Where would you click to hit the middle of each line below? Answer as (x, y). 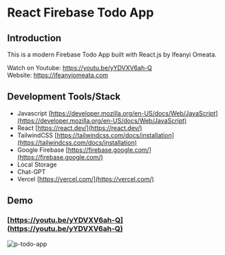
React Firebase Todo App (81, 13)
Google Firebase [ (43, 150)
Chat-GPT (31, 171)
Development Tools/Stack (64, 97)
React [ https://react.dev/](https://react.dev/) (79, 128)
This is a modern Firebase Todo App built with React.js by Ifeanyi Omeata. (112, 54)
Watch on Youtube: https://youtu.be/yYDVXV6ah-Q (80, 68)
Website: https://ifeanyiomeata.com (58, 75)
